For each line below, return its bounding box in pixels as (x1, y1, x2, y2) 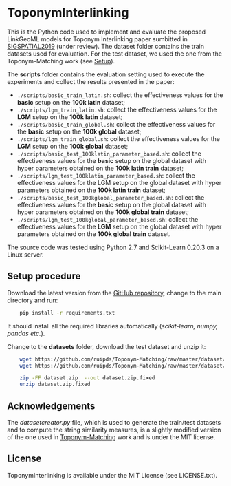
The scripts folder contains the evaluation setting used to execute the (7, 70, 205, 78)
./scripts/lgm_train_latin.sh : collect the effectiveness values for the (16, 105, 217, 114)
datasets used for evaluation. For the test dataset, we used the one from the (7, 50, 222, 58)
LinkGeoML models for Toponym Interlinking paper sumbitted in (7, 34, 188, 43)
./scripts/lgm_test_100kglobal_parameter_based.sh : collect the (16, 215, 199, 223)
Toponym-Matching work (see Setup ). (7, 56, 115, 65)
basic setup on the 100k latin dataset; (16, 98, 126, 106)
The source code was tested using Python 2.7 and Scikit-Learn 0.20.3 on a (7, 243, 219, 251)
